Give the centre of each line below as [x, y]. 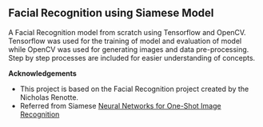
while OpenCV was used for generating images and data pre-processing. [129, 49]
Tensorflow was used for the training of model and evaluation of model [125, 41]
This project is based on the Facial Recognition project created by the [134, 89]
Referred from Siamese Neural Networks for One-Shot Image [120, 105]
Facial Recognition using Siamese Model [111, 13]
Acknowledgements [43, 73]
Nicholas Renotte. [49, 97]
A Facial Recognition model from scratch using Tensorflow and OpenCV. [127, 32]
